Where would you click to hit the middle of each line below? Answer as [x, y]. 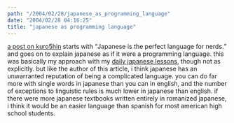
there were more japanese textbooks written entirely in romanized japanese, [117, 99]
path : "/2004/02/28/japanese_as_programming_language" [89, 14]
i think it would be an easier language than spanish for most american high [115, 106]
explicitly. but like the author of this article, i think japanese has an [102, 69]
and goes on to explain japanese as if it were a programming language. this [116, 54]
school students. [31, 113]
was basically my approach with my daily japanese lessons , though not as [114, 61]
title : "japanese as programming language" [72, 27]
